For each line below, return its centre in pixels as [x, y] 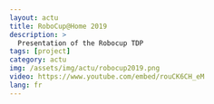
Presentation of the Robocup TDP [81, 43]
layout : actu [34, 18]
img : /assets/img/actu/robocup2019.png [85, 69]
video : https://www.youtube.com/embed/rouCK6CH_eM [107, 77]
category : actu [38, 60]
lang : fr [26, 85]
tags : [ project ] [40, 52]
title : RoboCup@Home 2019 [58, 26]
